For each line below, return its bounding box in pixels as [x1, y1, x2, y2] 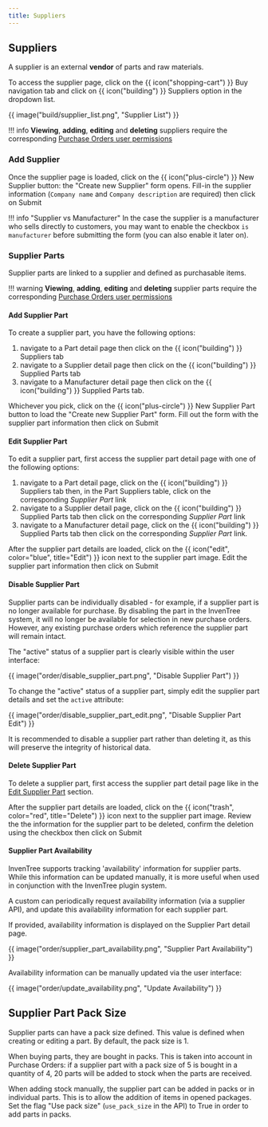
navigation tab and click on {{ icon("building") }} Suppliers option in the [8, 86, 242, 96]
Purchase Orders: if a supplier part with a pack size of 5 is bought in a [8, 1060, 238, 1070]
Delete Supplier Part [8, 761, 77, 770]
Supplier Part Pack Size [8, 1007, 127, 1020]
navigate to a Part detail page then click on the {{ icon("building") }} [19, 344, 243, 353]
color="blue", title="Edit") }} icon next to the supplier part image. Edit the [8, 553, 248, 562]
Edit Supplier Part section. [8, 786, 94, 796]
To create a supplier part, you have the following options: [8, 328, 195, 337]
